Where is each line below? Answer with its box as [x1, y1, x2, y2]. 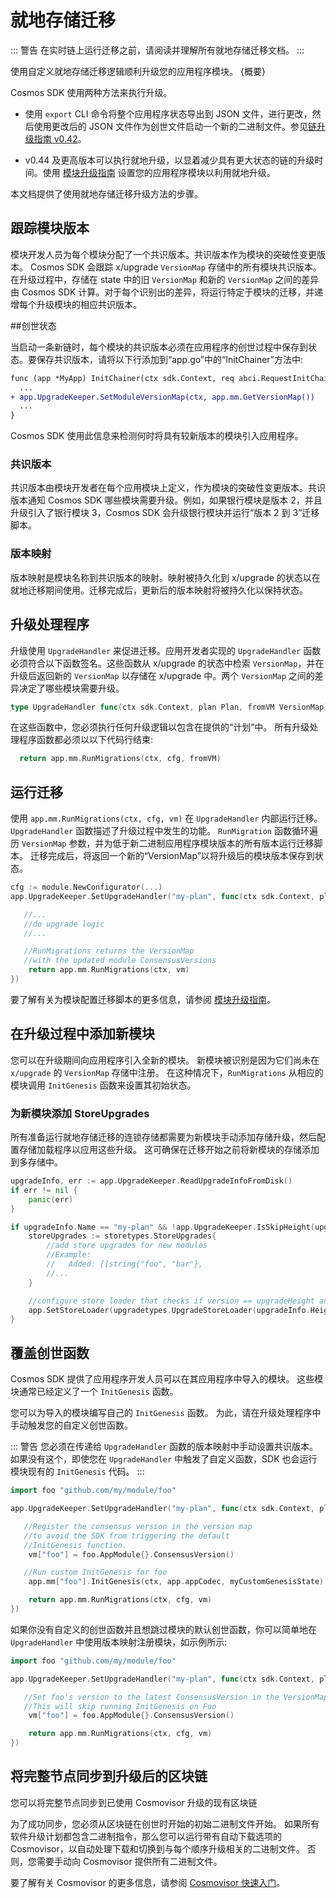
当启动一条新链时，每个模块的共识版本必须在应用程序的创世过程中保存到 [10, 341, 308, 353]
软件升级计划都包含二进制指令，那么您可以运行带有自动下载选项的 [10, 1830, 282, 1842]
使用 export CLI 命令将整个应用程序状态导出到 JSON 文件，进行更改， [24, 107, 313, 120]
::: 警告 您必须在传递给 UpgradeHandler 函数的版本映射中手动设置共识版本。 [10, 1441, 319, 1453]
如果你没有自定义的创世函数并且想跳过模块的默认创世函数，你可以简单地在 [10, 1623, 317, 1635]
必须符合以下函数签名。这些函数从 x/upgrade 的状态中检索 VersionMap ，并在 [10, 657, 325, 669]
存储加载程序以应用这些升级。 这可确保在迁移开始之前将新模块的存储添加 [18, 1144, 320, 1156]
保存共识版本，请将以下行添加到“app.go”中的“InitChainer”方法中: [36, 353, 304, 365]
